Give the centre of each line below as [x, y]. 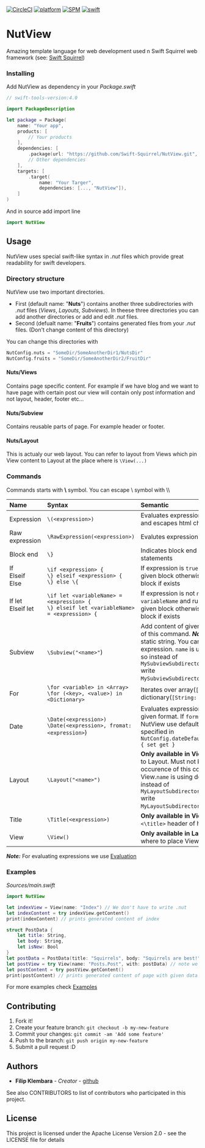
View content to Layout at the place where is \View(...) [77, 461]
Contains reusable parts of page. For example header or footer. [86, 427]
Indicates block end [169, 550]
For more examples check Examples [52, 987]
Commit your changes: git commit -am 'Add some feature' [90, 1034]
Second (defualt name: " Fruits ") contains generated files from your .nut [105, 324]
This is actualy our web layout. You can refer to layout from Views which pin [102, 454]
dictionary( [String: [169, 697]
